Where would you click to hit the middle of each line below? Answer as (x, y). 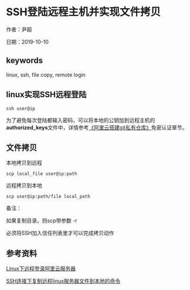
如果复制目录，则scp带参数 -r (42, 221)
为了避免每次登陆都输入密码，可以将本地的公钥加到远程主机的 (81, 120)
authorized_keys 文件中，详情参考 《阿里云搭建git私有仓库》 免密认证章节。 (97, 127)
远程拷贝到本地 (24, 186)
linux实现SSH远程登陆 (46, 95)
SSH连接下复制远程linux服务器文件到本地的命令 (63, 281)
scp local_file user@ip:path (42, 174)
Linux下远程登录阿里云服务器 (41, 269)
